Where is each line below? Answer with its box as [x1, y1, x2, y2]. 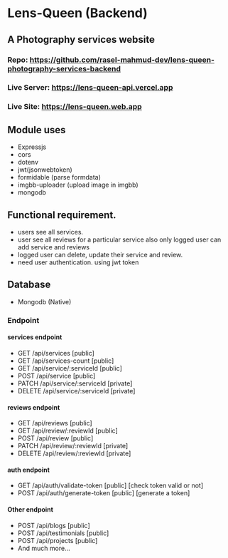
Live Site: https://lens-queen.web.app [7, 102, 142, 112]
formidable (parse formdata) [17, 173, 102, 182]
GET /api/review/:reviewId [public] [17, 426, 119, 435]
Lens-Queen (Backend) [7, 5, 148, 21]
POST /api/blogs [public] [17, 521, 90, 529]
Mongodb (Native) [17, 297, 72, 306]
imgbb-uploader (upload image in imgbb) [17, 180, 139, 190]
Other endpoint [7, 505, 53, 514]
